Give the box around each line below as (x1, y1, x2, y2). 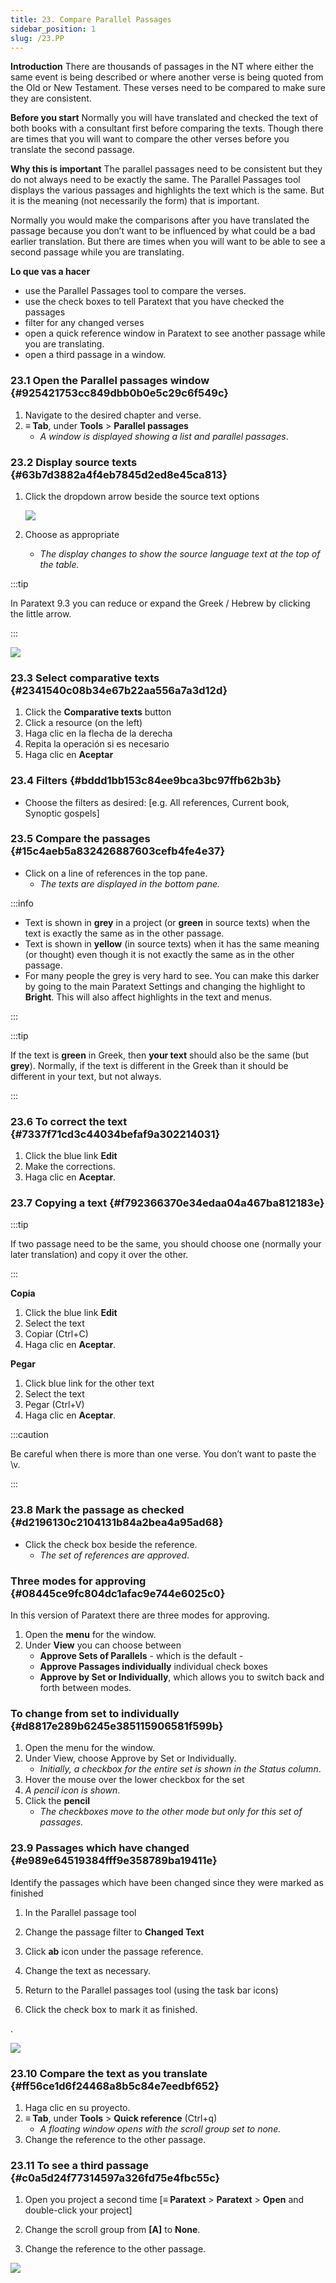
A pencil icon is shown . (24, 1784, 121, 1796)
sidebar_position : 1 (10, 24, 97, 34)
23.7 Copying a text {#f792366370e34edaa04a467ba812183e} (10, 1196, 325, 1210)
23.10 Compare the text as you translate (10, 2066, 208, 2080)
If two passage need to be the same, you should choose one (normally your (10, 1238, 322, 1250)
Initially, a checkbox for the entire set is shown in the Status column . (39, 1763, 322, 1775)
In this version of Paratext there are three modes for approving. (10, 1609, 270, 1621)
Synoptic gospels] (24, 807, 100, 819)
